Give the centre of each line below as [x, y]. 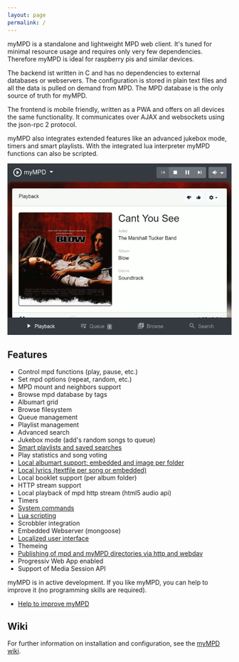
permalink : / [27, 22]
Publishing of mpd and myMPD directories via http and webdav [110, 554]
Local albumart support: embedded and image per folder [101, 462]
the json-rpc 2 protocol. [42, 124]
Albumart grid [38, 402]
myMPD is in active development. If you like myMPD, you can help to [108, 583]
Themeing [32, 546]
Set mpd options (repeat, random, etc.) [75, 379]
